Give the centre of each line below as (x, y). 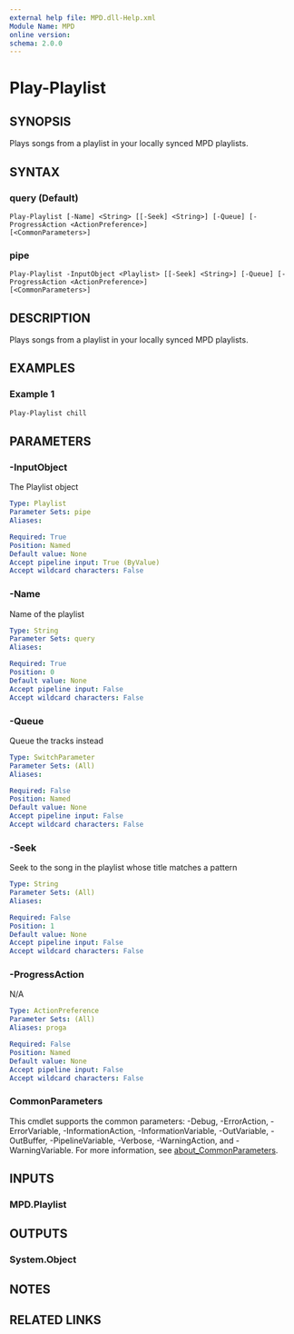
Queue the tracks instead (57, 741)
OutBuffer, (29, 1140)
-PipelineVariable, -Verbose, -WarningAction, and (142, 1140)
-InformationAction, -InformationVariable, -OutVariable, (166, 1130)
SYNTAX (35, 172)
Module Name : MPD (42, 26)
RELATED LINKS (55, 1320)
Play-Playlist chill (49, 413)
